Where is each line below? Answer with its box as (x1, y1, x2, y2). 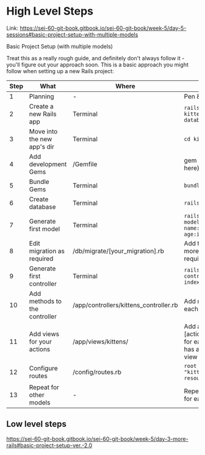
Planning (29, 92, 54, 101)
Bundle (29, 177, 50, 186)
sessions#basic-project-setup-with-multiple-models (6, 30, 138, 38)
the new (29, 135, 52, 143)
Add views (29, 330, 60, 338)
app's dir (29, 142, 55, 150)
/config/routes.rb (72, 367, 122, 376)
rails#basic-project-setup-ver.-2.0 (6, 442, 93, 449)
